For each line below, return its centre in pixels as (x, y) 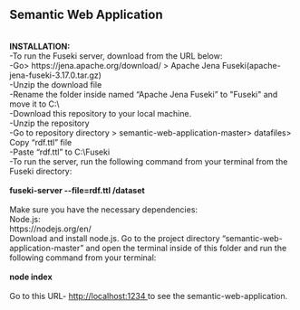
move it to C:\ (35, 104)
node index (31, 277)
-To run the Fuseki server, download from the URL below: (116, 56)
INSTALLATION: (40, 46)
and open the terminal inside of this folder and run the (186, 248)
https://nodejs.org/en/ (51, 229)
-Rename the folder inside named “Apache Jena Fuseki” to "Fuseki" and (144, 94)
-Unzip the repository (49, 123)
